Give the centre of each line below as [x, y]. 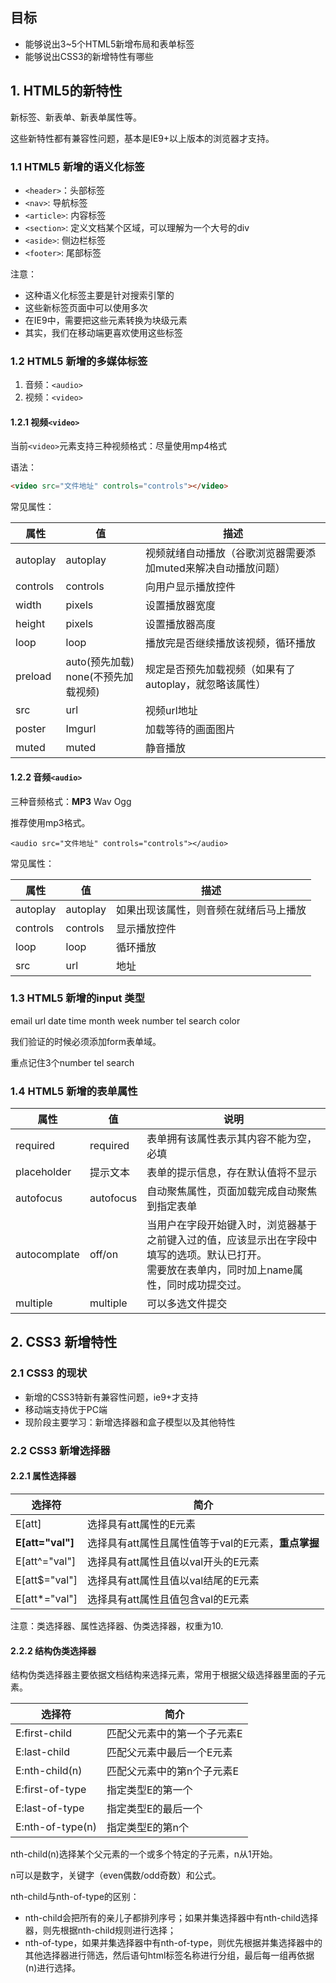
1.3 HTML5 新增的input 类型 [78, 998]
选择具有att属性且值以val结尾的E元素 [173, 1580]
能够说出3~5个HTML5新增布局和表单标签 [109, 44]
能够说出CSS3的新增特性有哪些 [89, 56]
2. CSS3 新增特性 [64, 1342]
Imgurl [81, 729]
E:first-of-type [51, 1790]
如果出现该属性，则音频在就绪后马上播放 [211, 910]
